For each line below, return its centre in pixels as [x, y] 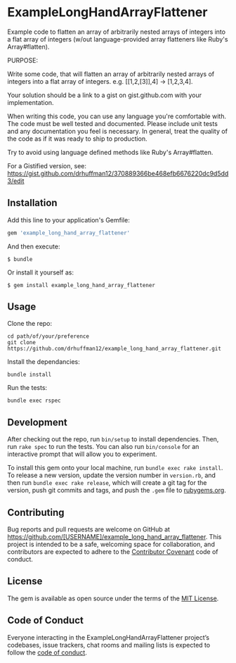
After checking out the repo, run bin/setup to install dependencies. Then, [113, 439]
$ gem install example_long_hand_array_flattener [81, 285]
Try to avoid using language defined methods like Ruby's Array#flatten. [110, 152]
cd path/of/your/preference [48, 336]
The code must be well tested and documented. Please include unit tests [112, 123]
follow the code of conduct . [47, 652]
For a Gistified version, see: [47, 165]
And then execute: [34, 246]
